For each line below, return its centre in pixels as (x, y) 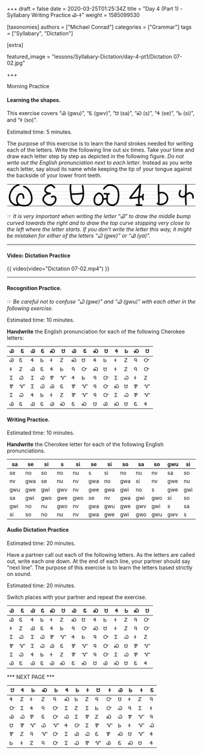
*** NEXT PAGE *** (31, 677)
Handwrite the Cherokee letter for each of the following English (85, 444)
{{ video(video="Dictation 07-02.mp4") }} (58, 269)
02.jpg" (16, 63)
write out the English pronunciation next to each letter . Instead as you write (100, 163)
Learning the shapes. (34, 100)
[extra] (15, 45)
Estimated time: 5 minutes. (40, 132)
